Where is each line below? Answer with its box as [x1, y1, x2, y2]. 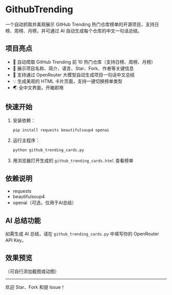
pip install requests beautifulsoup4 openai [12, 127, 110, 133]
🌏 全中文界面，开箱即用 [12, 84, 64, 90]
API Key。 [5, 237, 27, 243]
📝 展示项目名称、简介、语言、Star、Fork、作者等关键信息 [12, 65, 134, 71]
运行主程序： [12, 137, 40, 143]
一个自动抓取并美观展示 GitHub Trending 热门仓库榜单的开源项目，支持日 [5, 21, 160, 27]
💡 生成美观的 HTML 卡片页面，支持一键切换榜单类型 [12, 78, 123, 84]
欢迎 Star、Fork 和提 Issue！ [5, 284, 66, 290]
